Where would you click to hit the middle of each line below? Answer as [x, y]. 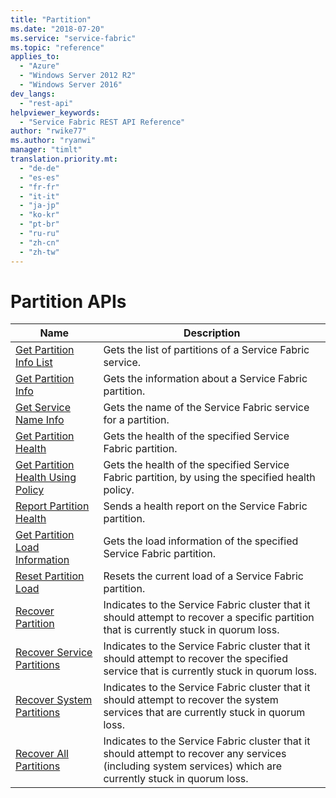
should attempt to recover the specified [195, 659]
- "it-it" [39, 196]
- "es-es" [39, 177]
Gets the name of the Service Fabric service [206, 408]
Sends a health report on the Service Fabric [205, 506]
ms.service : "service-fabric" [73, 38]
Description [212, 333]
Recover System [54, 700]
